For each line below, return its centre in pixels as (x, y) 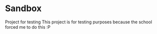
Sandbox (24, 8)
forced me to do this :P (28, 27)
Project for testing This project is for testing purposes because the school (79, 22)
